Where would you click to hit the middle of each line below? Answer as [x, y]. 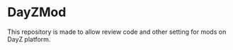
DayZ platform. [29, 39]
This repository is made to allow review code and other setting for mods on [117, 32]
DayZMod [37, 12]
